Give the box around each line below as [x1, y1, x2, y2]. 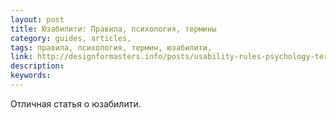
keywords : [10, 71, 52, 81]
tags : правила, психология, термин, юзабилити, [10, 42, 213, 53]
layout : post [10, 14, 65, 25]
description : [10, 61, 65, 71]
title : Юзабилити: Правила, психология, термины [10, 24, 217, 34]
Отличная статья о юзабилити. [10, 97, 142, 110]
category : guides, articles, [10, 33, 132, 43]
